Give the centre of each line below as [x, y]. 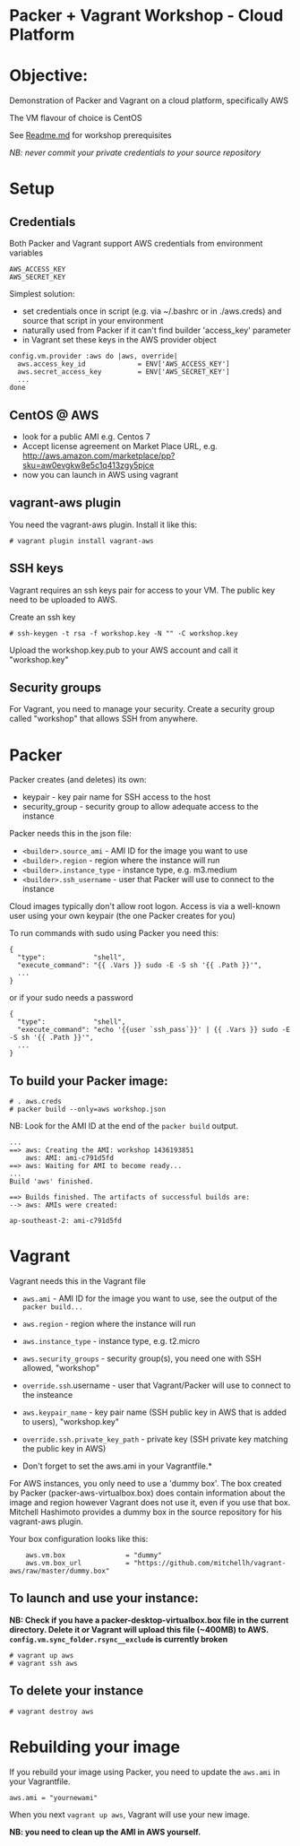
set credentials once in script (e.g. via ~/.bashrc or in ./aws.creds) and [152, 311]
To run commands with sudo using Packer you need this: [114, 933]
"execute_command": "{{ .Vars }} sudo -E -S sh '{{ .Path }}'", [140, 966]
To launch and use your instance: [104, 1598]
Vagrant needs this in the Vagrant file [77, 1281]
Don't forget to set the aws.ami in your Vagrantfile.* [117, 1466]
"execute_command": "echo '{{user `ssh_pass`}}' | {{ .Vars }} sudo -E [154, 1030]
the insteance [47, 1395]
